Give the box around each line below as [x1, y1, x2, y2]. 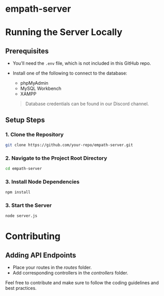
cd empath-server [5, 166, 42, 171]
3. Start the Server [5, 202, 52, 209]
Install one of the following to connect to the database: [12, 70, 127, 77]
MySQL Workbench [20, 85, 62, 92]
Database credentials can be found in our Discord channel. [25, 101, 149, 107]
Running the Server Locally [5, 27, 123, 38]
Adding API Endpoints [5, 251, 76, 259]
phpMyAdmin [20, 80, 48, 86]
